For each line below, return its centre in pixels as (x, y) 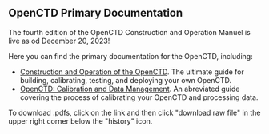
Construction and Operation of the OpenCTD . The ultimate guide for (132, 72)
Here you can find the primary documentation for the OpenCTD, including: (131, 56)
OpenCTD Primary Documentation (96, 13)
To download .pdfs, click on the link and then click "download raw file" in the (134, 112)
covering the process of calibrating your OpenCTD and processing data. (139, 97)
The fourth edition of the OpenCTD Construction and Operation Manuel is (129, 32)
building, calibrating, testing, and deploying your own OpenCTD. (126, 80)
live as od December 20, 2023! (59, 41)
